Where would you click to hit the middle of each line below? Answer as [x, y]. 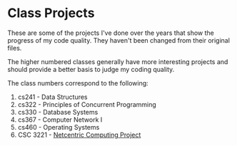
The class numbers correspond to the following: [78, 83]
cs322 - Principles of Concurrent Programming [87, 104]
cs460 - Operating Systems [59, 127]
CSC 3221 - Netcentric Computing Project [79, 135]
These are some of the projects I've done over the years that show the [111, 33]
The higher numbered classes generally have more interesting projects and [118, 61]
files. [15, 48]
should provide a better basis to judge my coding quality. [91, 69]
